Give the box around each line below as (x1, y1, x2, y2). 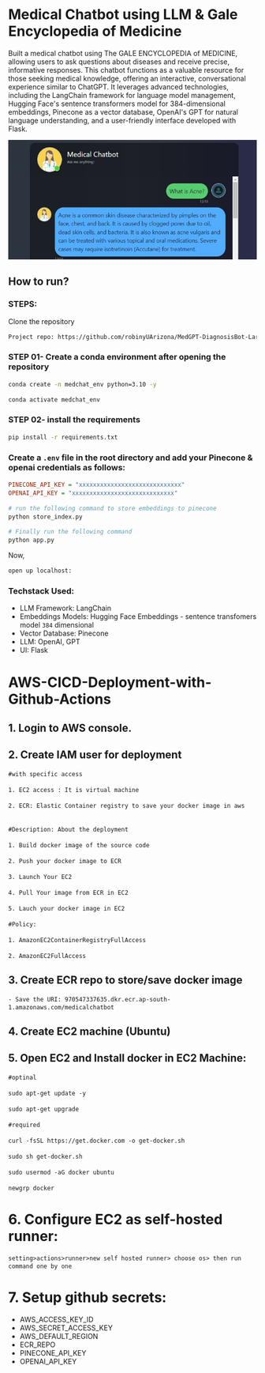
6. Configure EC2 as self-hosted (8, 1211, 223, 1228)
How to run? (8, 275, 69, 289)
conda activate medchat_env (8, 395, 101, 404)
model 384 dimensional (19, 620, 95, 630)
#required (8, 1121, 41, 1129)
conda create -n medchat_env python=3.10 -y (8, 380, 157, 388)
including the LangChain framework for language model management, (8, 90, 237, 100)
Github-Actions (8, 690, 112, 708)
